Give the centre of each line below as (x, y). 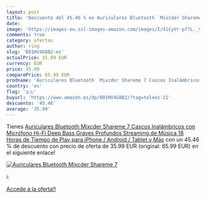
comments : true (26, 35)
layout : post (23, 12)
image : (15, 29)
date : (13, 23)
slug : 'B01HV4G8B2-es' (35, 52)
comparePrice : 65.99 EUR (38, 75)
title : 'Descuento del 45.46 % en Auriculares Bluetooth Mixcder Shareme (104, 18)
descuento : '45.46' (31, 103)
